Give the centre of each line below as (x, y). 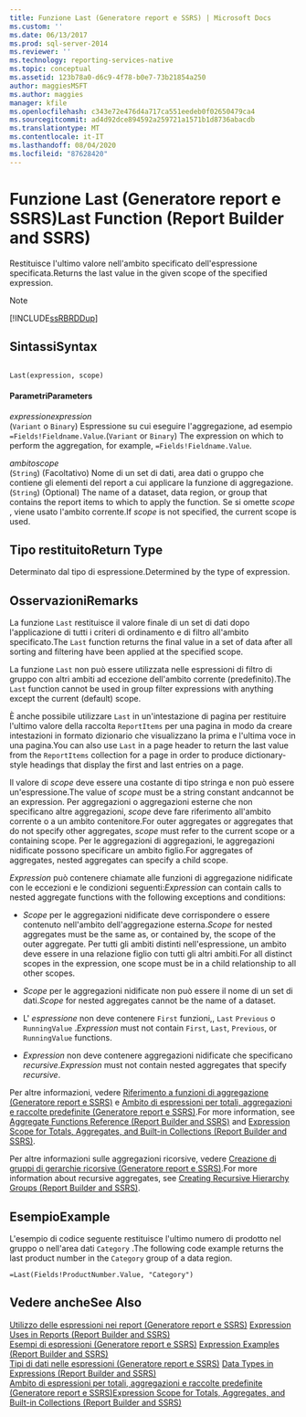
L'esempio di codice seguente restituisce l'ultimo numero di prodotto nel (145, 1239)
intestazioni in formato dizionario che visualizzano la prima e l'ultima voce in (153, 735)
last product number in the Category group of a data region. (121, 1258)
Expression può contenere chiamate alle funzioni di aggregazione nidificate (151, 878)
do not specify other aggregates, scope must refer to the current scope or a (152, 831)
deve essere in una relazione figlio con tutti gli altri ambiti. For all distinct (157, 954)
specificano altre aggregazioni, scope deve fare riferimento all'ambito (140, 812)
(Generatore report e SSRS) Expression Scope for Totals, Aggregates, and (148, 1392)
